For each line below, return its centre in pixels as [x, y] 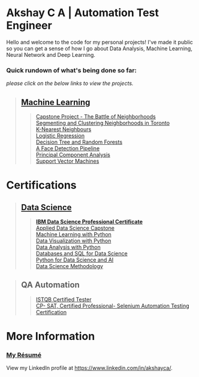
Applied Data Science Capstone [75, 228]
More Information [51, 337]
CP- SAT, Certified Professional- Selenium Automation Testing [112, 306]
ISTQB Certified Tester [64, 299]
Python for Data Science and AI [75, 260]
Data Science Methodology [70, 266]
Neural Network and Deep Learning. [51, 54]
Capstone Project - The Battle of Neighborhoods [96, 117]
